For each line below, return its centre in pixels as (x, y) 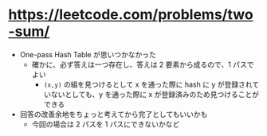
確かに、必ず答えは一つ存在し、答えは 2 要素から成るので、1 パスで (143, 64)
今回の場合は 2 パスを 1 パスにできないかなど (106, 124)
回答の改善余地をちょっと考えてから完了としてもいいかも (114, 114)
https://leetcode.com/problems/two (131, 15)
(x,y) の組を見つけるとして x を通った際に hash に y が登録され (148, 84)
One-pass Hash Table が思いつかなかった (88, 54)
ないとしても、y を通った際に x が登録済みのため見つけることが (155, 94)
